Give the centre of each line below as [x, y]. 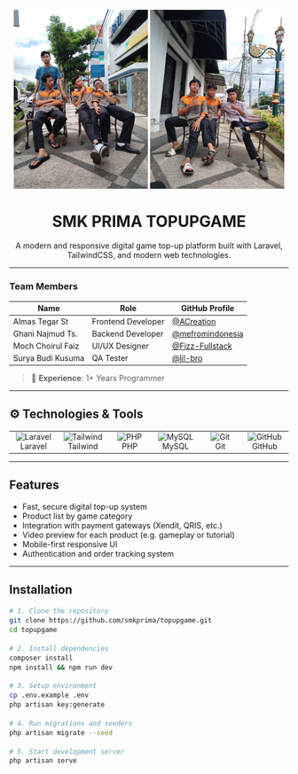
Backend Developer [128, 333]
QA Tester [110, 358]
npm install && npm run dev [61, 667]
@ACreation [194, 321]
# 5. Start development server [67, 751]
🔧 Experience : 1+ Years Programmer [98, 378]
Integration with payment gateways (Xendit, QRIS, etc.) [122, 525]
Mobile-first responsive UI [70, 544]
